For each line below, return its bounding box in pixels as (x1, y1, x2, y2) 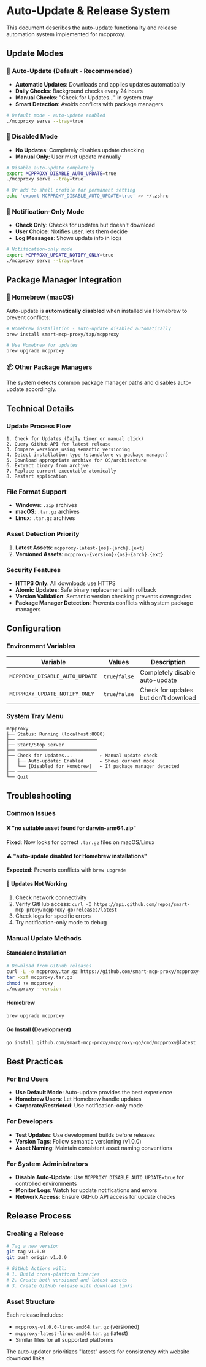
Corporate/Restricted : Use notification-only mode (15, 1102, 143, 1109)
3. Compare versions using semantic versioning (6, 446, 131, 453)
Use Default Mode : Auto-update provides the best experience (15, 1089, 173, 1096)
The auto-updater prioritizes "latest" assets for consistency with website (6, 1348, 190, 1355)
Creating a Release (6, 1229, 64, 1237)
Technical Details (6, 403, 74, 414)
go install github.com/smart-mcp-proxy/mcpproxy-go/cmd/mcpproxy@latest (6, 1039, 196, 1045)
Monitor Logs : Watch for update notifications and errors (15, 1186, 158, 1194)
